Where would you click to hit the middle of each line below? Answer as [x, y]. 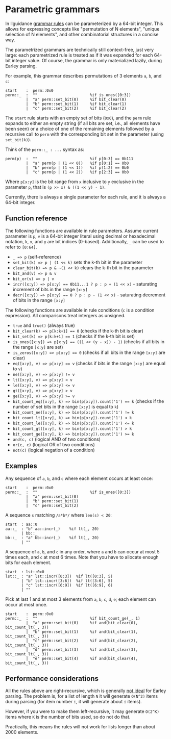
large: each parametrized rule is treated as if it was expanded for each [79, 55]
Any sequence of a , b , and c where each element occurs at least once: [79, 478]
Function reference [36, 219]
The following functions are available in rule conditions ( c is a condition [80, 310]
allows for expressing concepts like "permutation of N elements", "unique [82, 29]
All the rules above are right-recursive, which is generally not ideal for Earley [86, 691]
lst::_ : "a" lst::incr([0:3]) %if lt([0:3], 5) [59, 576]
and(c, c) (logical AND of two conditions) [57, 439]
